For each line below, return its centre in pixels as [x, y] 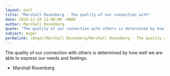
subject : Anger [21, 33]
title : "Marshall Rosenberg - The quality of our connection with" [78, 15]
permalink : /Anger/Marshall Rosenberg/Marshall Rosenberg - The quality [83, 39]
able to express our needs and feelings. [46, 58]
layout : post [19, 10]
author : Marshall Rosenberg [35, 24]
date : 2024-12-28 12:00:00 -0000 [40, 19]
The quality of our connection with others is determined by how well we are [84, 52]
